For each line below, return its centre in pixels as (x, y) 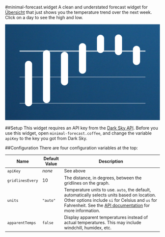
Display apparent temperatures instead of (106, 217)
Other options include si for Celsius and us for (110, 200)
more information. (82, 211)
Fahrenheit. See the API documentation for (107, 205)
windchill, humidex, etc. (88, 228)
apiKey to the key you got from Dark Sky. (46, 138)
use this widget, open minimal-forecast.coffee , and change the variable (79, 133)
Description (111, 161)
